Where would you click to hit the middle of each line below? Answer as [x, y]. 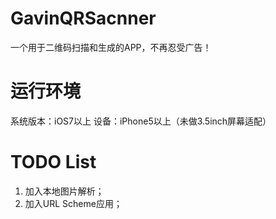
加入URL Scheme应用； [73, 203]
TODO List [53, 162]
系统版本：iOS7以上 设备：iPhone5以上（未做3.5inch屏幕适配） [141, 121]
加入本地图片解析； [64, 191]
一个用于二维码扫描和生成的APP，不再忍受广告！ [111, 47]
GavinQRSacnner [83, 18]
